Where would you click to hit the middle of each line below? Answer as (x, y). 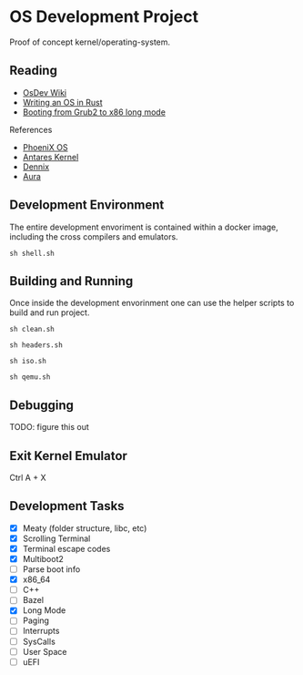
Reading (33, 71)
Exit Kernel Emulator (68, 456)
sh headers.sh (36, 345)
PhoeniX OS (45, 147)
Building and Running (71, 281)
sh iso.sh (28, 362)
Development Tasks (67, 506)
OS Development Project (104, 17)
